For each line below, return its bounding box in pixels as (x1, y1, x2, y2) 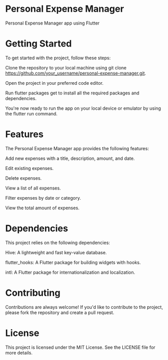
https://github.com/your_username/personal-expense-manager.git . (5, 70, 147, 76)
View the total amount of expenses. (5, 205, 80, 211)
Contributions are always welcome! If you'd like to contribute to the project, (5, 304, 163, 310)
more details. (5, 349, 33, 355)
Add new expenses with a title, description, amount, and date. (5, 155, 135, 161)
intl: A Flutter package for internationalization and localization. (5, 269, 135, 275)
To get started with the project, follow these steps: (5, 55, 111, 61)
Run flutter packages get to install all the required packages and (5, 90, 139, 96)
